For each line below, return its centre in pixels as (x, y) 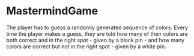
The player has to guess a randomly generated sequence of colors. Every (97, 27)
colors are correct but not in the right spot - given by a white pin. (86, 46)
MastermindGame (52, 11)
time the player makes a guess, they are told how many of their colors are (97, 33)
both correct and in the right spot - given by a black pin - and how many (95, 40)
